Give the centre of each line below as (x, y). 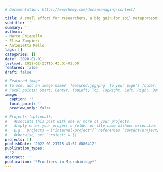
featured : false (21, 68)
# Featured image (23, 81)
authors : (14, 32)
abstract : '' (18, 157)
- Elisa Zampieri (23, 41)
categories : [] (20, 54)
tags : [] (14, 50)
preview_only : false (30, 108)
